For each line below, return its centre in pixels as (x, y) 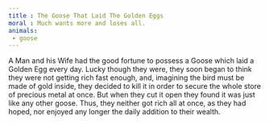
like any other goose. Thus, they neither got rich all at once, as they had (127, 103)
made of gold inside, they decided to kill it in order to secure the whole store (135, 86)
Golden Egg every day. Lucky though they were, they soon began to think (130, 70)
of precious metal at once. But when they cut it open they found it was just (132, 95)
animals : (23, 30)
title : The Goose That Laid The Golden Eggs (86, 16)
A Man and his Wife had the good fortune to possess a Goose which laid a (131, 61)
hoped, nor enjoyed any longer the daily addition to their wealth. (115, 112)
